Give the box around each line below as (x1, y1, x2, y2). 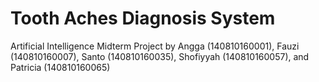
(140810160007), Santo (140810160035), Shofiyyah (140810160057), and (10, 50, 310, 62)
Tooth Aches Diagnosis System (10, 7, 276, 30)
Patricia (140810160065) (10, 61, 111, 73)
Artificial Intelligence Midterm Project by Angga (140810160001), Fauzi (10, 40, 300, 52)
